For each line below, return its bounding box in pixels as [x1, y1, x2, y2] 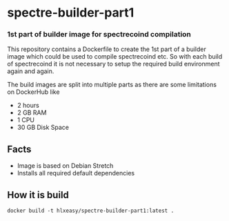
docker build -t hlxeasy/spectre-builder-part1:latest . [7, 207, 175, 215]
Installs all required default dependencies [17, 169, 135, 177]
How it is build [7, 189, 69, 201]
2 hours [17, 102, 39, 110]
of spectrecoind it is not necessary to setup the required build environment [7, 60, 220, 68]
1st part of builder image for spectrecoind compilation [7, 30, 192, 39]
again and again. [7, 67, 54, 75]
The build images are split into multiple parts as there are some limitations [7, 81, 217, 89]
